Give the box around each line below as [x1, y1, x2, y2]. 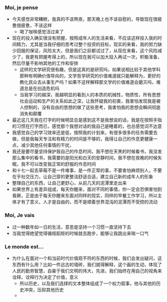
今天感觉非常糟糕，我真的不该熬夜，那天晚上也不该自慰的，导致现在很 [12, 16, 158, 22]
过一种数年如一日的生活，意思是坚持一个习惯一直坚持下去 [12, 224, 131, 230]
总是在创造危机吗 [24, 85, 60, 92]
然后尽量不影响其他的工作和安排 [12, 60, 78, 67]
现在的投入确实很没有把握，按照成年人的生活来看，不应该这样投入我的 [12, 35, 158, 41]
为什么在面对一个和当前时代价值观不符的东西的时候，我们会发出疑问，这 [12, 255, 162, 261]
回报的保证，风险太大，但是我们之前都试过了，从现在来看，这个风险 [16, 47, 158, 54]
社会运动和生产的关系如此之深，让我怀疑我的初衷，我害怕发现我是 [19, 98, 156, 104]
